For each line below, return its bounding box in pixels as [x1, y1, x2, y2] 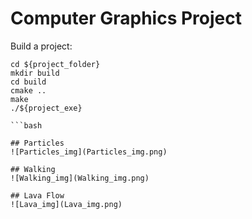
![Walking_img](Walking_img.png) [10, 173, 150, 183]
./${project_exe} [10, 103, 83, 113]
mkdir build [10, 68, 60, 78]
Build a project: [10, 40, 73, 52]
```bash [10, 120, 43, 131]
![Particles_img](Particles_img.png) [10, 147, 168, 157]
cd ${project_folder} [10, 59, 101, 69]
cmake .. [10, 85, 47, 96]
